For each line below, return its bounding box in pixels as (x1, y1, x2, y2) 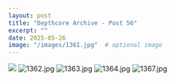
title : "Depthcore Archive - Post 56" (8, 19, 137, 27)
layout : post (8, 11, 52, 20)
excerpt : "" (8, 26, 48, 34)
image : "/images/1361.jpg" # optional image (8, 41, 162, 49)
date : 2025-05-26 (8, 33, 66, 42)
